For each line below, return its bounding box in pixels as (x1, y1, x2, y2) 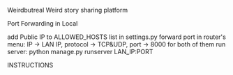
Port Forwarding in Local (7, 19, 78, 27)
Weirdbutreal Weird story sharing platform (7, 6, 128, 14)
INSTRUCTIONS (7, 61, 54, 69)
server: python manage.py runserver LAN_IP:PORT (7, 48, 153, 56)
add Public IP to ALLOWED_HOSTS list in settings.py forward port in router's (7, 33, 227, 41)
